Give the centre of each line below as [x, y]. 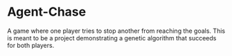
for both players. [31, 45]
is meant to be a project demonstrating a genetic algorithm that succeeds [112, 38]
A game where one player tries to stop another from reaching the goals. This [116, 31]
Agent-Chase [47, 12]
